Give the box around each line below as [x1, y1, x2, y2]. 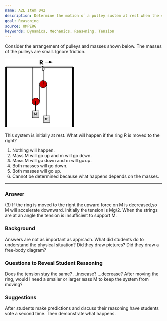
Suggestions [5, 294, 37, 301]
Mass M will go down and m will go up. [12, 158, 92, 164]
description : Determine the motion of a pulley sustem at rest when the [5, 13, 159, 18]
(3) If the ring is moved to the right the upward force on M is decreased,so [5, 202, 158, 208]
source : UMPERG [5, 24, 37, 29]
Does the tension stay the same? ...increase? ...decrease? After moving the [5, 271, 159, 277]
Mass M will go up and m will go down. [12, 153, 92, 159]
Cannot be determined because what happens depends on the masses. [12, 173, 159, 179]
